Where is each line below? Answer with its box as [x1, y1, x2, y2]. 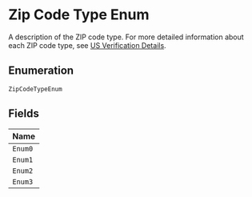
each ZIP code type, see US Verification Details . [8, 40, 166, 50]
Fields [8, 107, 40, 121]
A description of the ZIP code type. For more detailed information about [8, 32, 244, 42]
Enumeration [8, 64, 74, 78]
